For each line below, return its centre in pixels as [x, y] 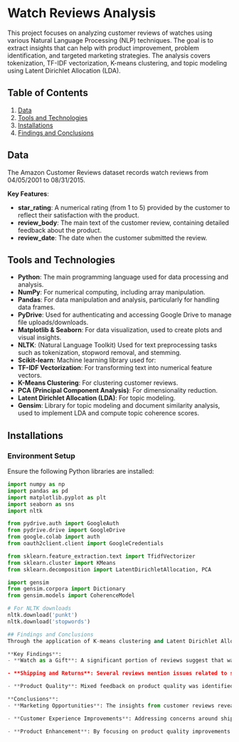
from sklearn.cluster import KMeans [62, 563]
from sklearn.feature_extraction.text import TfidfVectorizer [101, 556]
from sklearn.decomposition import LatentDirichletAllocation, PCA [110, 569]
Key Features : [28, 194]
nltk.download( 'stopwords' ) [49, 621]
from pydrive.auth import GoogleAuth [63, 524]
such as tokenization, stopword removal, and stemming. [99, 353]
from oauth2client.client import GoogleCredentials [85, 544]
